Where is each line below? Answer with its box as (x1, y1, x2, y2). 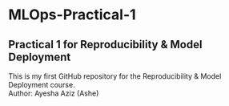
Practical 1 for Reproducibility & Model (8, 38, 203, 51)
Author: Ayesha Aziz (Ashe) (8, 88, 99, 98)
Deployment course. (8, 80, 75, 89)
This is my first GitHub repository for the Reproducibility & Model (8, 71, 222, 81)
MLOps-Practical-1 (8, 6, 136, 24)
